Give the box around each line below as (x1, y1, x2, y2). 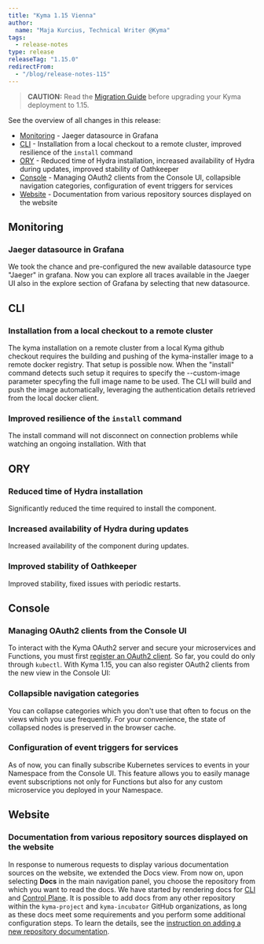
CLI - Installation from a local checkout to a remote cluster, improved (19, 139, 242, 148)
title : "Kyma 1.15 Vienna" (8, 11, 97, 20)
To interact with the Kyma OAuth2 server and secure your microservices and (8, 643, 256, 652)
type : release (8, 48, 55, 56)
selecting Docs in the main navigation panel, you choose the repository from (8, 876, 256, 886)
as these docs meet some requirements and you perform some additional (8, 909, 246, 919)
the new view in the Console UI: (8, 668, 112, 678)
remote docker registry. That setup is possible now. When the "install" (8, 360, 235, 369)
